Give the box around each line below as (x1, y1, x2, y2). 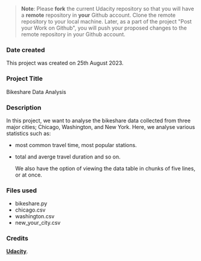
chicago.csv (14, 206, 46, 213)
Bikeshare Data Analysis (6, 88, 66, 95)
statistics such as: (6, 130, 51, 137)
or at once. (14, 171, 42, 178)
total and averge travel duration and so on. (14, 153, 121, 160)
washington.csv (14, 213, 55, 220)
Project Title (6, 75, 43, 83)
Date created (6, 45, 45, 54)
